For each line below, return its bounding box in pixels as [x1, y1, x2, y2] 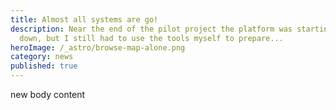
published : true [10, 61, 78, 71]
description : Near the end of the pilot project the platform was [10, 24, 293, 34]
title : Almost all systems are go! [10, 14, 159, 25]
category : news [10, 52, 74, 62]
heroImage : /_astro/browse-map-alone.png [10, 42, 186, 53]
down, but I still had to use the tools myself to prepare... [19, 33, 284, 43]
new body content [10, 89, 86, 100]
